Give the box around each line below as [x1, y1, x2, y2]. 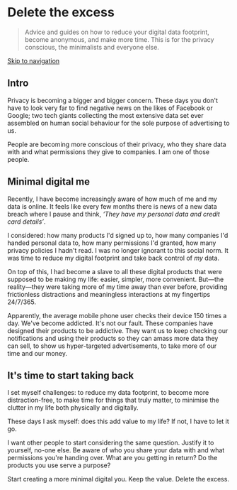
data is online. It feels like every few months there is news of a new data [7, 202, 217, 210]
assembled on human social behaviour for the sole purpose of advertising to [7, 119, 230, 127]
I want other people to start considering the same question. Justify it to [7, 438, 214, 447]
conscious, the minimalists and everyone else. [24, 43, 159, 51]
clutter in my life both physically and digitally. [7, 403, 139, 412]
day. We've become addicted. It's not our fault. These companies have [7, 319, 214, 327]
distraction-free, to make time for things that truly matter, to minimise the [7, 396, 219, 405]
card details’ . [7, 217, 46, 226]
